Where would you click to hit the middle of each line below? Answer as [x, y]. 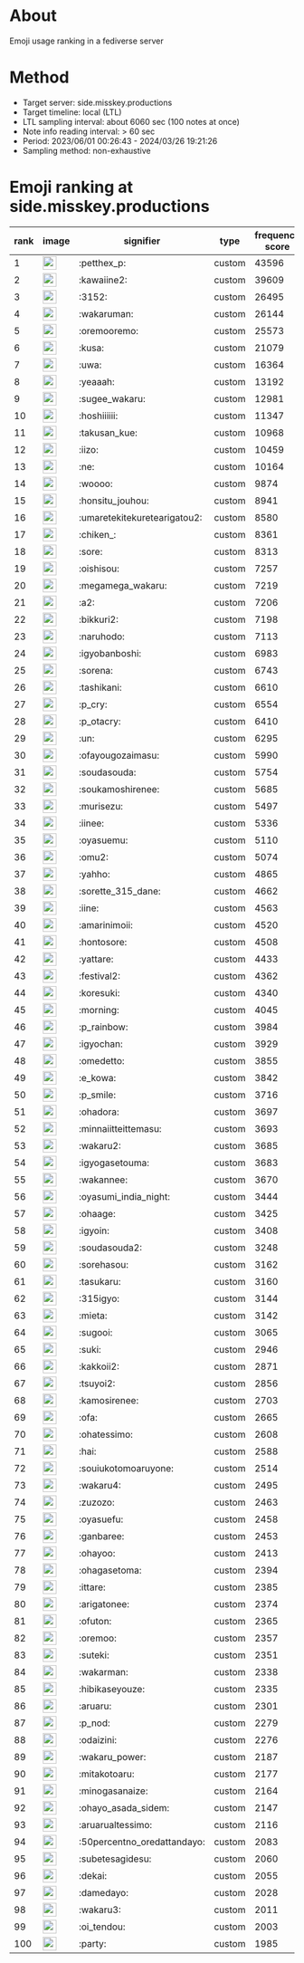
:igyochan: [101, 1044]
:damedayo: [104, 1892]
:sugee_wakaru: [112, 398]
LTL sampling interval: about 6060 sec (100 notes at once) [131, 121]
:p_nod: [94, 1723]
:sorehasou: [104, 1264]
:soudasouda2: [110, 1248]
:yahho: [94, 874]
